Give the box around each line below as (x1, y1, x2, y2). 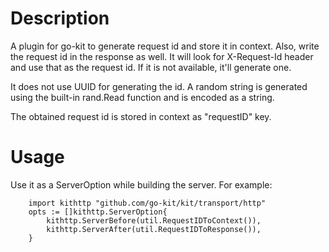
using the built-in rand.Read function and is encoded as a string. (10, 91, 275, 103)
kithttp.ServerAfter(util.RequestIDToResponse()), (46, 224, 262, 234)
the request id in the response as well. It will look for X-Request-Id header (10, 50, 314, 62)
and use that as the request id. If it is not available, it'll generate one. (10, 61, 292, 73)
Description (10, 7, 110, 30)
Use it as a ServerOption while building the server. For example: (10, 178, 273, 191)
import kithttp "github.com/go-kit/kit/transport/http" (28, 198, 267, 208)
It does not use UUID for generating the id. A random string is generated (10, 80, 308, 92)
